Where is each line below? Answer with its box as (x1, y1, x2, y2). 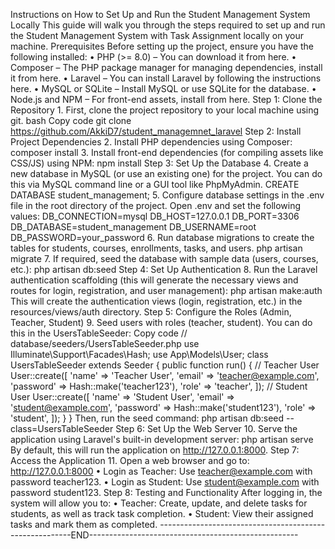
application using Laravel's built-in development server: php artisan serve (10, 434, 314, 445)
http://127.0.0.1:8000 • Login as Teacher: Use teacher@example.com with (10, 465, 313, 477)
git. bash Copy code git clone (10, 115, 132, 126)
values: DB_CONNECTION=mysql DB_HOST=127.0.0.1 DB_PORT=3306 (10, 210, 300, 222)
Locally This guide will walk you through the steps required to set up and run (10, 19, 326, 31)
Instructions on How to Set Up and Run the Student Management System (10, 9, 311, 20)
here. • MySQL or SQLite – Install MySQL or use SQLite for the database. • (10, 83, 317, 94)
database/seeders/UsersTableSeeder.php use (10, 338, 200, 349)
